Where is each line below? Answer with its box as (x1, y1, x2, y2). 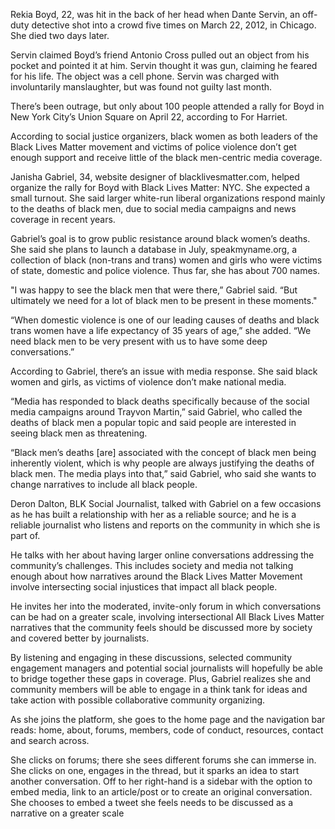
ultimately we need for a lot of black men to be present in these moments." (10, 295, 318, 306)
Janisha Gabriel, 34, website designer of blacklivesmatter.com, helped (10, 171, 300, 183)
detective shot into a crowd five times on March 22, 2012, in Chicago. (31, 19, 317, 31)
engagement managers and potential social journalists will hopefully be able (10, 662, 323, 674)
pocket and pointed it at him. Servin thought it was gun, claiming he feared (10, 60, 318, 71)
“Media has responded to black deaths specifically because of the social (10, 395, 310, 407)
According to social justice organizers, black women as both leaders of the (10, 130, 319, 142)
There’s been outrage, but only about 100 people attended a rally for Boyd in (10, 100, 325, 112)
